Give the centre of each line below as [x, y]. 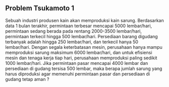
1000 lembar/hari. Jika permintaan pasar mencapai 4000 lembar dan [77, 63]
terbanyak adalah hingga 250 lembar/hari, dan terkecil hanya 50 [72, 42]
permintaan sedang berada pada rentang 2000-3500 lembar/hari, [74, 31]
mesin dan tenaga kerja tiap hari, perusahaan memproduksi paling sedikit [81, 58]
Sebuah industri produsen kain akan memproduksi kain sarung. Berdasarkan [84, 20]
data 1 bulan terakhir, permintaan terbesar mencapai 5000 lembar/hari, [79, 26]
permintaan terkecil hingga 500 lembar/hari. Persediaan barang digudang [81, 36]
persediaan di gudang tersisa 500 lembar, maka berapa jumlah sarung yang [84, 68]
